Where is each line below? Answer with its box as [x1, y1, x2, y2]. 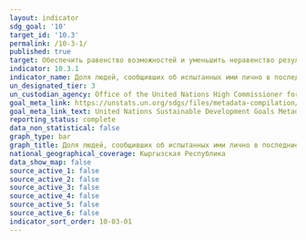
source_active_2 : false [9, 174, 100, 183]
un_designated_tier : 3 [9, 81, 96, 90]
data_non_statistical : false [9, 124, 120, 133]
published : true [9, 47, 71, 57]
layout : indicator [9, 13, 79, 23]
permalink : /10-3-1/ [9, 38, 88, 48]
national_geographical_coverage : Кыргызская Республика [9, 149, 226, 158]
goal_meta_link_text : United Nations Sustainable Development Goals [9, 107, 275, 116]
